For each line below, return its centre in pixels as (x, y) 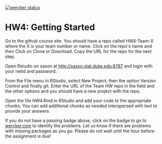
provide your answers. (28, 111)
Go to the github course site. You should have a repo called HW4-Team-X (79, 41)
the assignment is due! (28, 136)
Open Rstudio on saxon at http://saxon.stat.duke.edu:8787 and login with (79, 66)
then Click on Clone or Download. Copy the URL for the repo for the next (79, 51)
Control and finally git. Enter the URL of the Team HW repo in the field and (80, 86)
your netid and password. (31, 71)
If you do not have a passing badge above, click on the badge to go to (76, 120)
